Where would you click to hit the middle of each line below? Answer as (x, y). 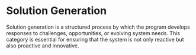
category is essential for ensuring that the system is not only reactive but (95, 39)
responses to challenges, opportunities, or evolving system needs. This (93, 33)
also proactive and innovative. (43, 46)
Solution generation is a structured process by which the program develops (98, 27)
